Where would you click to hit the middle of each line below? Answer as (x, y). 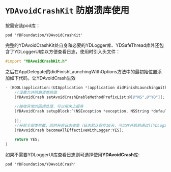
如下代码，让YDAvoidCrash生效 (42, 78)
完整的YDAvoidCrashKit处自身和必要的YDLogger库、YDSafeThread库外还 (82, 45)
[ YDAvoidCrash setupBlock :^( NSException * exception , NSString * (84, 111)
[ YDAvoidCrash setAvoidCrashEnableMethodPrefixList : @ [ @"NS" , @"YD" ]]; (90, 97)
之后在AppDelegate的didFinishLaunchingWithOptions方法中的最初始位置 (81, 71)
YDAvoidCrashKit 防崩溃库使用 (67, 10)
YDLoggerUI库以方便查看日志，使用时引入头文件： (67, 51)
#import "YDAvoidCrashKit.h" (36, 61)
